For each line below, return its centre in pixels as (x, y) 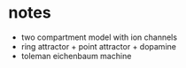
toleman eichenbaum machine (76, 56)
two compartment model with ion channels (99, 37)
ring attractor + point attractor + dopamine (98, 46)
